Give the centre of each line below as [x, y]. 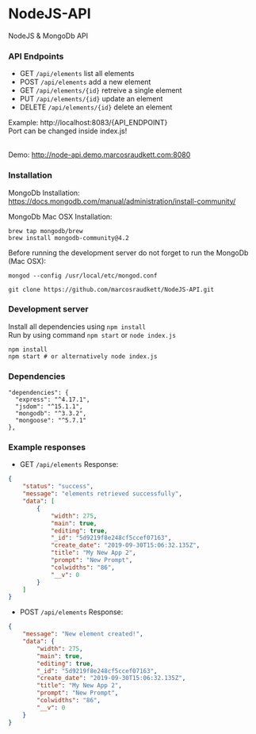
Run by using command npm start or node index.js [92, 335]
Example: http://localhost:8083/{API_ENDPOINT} [88, 123]
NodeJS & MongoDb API [48, 36]
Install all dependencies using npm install [77, 327]
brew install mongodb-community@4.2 [69, 238]
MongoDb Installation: [44, 193]
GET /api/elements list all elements [77, 74]
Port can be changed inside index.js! [68, 131]
